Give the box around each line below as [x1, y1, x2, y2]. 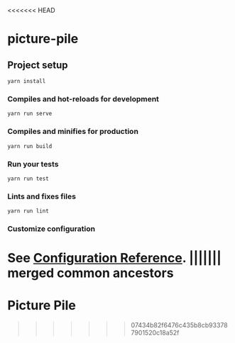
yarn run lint [7, 208, 50, 215]
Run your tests [7, 159, 59, 169]
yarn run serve [7, 110, 53, 118]
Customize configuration [7, 224, 96, 234]
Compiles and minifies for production [7, 127, 138, 137]
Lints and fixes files [7, 191, 77, 201]
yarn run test [7, 175, 50, 182]
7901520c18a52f [131, 329, 180, 337]
